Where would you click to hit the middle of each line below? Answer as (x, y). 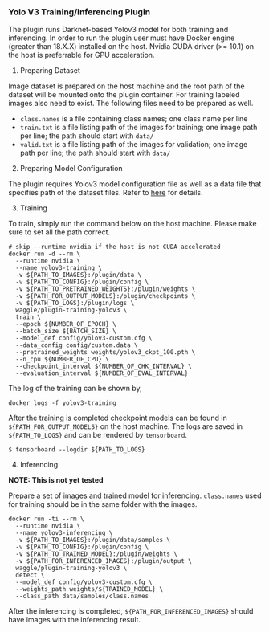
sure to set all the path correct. (59, 232)
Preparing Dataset (50, 71)
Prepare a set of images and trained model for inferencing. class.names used (135, 495)
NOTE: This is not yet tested (56, 480)
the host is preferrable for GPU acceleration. (82, 55)
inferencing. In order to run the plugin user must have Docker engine (122, 38)
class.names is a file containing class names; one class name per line (134, 119)
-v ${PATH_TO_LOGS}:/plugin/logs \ (75, 304)
